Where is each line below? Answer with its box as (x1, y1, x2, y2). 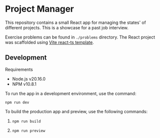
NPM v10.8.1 (12, 81, 37, 87)
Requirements (5, 66, 33, 72)
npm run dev (5, 100, 29, 105)
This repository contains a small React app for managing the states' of (5, 20, 146, 25)
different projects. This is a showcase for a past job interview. (5, 24, 129, 30)
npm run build (12, 118, 41, 124)
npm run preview (12, 128, 45, 133)
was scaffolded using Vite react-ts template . (5, 39, 94, 45)
